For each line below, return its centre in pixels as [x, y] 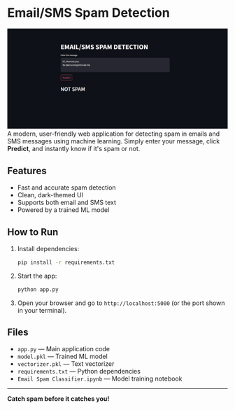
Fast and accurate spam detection [67, 188]
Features [27, 170]
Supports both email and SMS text [67, 203]
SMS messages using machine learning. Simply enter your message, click [114, 141]
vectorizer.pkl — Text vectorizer [66, 364]
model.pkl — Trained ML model [63, 356]
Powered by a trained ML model [63, 210]
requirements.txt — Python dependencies [79, 372]
